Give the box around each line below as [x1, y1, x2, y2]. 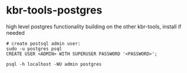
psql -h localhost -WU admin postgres [6, 61, 102, 67]
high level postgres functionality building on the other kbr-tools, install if [6, 23, 182, 30]
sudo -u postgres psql [6, 45, 62, 52]
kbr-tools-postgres [6, 4, 102, 17]
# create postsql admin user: [6, 41, 81, 47]
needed [6, 29, 25, 36]
